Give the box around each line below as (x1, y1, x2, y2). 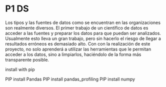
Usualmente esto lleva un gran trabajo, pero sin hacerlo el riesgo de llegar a (5, 35, 161, 41)
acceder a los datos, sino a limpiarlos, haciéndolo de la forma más (5, 51, 141, 57)
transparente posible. (5, 56, 49, 62)
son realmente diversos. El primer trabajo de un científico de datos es (5, 24, 148, 30)
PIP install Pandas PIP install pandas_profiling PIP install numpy (5, 76, 135, 82)
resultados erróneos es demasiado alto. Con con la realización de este (5, 40, 150, 46)
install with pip (5, 66, 35, 72)
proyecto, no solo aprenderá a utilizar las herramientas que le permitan (5, 46, 151, 52)
